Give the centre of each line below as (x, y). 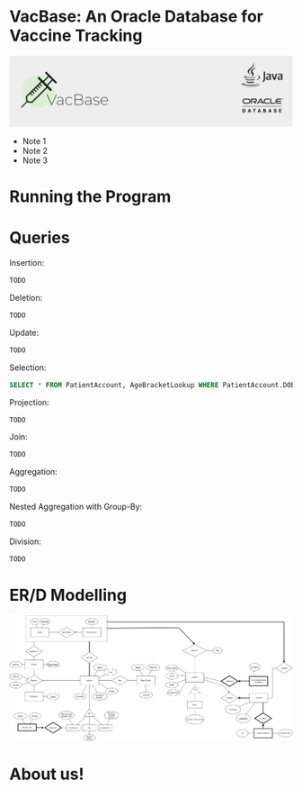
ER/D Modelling (68, 595)
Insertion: (27, 263)
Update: (24, 332)
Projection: (29, 402)
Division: (26, 541)
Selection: (28, 367)
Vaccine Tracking (76, 36)
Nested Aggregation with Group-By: (76, 507)
